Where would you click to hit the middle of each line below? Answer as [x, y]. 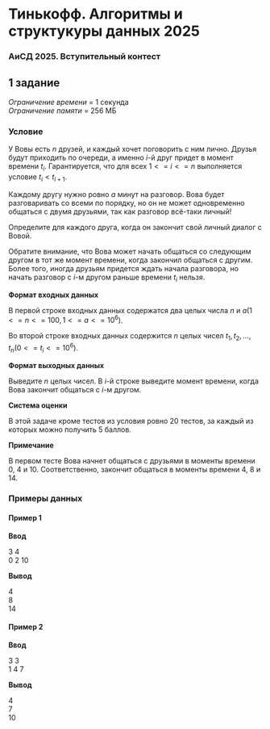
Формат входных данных [54, 295]
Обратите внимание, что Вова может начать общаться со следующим [130, 251]
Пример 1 [25, 518]
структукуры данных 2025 [104, 31]
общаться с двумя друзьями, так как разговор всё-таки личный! [120, 212]
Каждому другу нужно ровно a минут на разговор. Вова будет [116, 194]
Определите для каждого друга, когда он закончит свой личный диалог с [135, 227]
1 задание [34, 83]
